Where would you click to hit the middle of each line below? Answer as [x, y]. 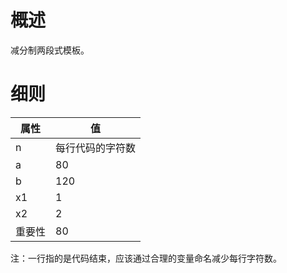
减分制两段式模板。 [50, 50]
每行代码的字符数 [96, 148]
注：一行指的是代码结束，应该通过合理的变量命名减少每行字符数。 [146, 258]
